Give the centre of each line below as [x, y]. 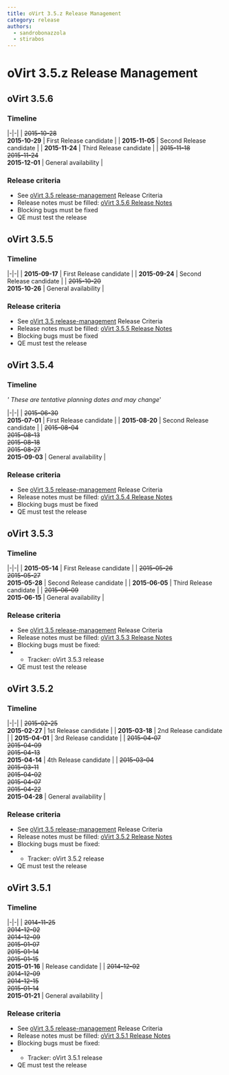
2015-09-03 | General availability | [57, 456]
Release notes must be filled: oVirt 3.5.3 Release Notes [95, 638]
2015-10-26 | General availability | [56, 288]
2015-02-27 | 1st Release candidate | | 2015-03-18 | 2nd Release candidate [115, 730]
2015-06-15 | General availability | [56, 597]
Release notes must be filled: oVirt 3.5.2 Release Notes [95, 837]
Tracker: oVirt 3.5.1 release [65, 1058]
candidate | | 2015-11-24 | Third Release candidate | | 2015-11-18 [99, 148]
